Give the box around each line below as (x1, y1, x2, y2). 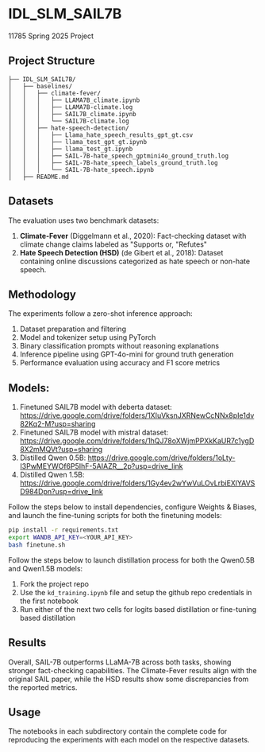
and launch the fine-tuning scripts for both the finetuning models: (8, 511, 222, 520)
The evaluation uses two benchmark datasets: (8, 216, 159, 225)
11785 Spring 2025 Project (8, 31, 94, 41)
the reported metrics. (8, 682, 78, 692)
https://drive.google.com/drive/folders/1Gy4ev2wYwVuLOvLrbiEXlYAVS (19, 478, 255, 488)
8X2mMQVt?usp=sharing (19, 445, 103, 454)
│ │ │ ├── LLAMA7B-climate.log (8, 103, 133, 111)
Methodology (8, 287, 77, 301)
